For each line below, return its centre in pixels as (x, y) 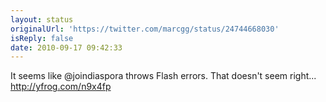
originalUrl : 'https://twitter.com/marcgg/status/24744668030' (145, 29)
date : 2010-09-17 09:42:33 (66, 47)
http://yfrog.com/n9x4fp (61, 87)
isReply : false (42, 38)
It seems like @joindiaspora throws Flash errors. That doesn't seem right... (163, 76)
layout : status (42, 19)
